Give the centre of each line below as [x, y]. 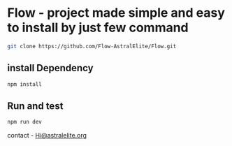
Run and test [35, 106]
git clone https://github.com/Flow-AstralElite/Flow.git [92, 46]
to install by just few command [98, 28]
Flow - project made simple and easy [116, 13]
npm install [24, 84]
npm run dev [24, 122]
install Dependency [50, 68]
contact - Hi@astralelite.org [47, 136]
